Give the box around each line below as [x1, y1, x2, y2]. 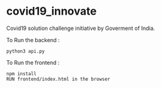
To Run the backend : [6, 36, 60, 43]
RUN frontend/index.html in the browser [6, 76, 111, 82]
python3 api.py [6, 48, 45, 54]
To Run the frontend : [6, 59, 60, 66]
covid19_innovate [6, 4, 97, 18]
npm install [6, 70, 37, 77]
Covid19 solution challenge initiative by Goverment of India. [6, 24, 156, 32]
